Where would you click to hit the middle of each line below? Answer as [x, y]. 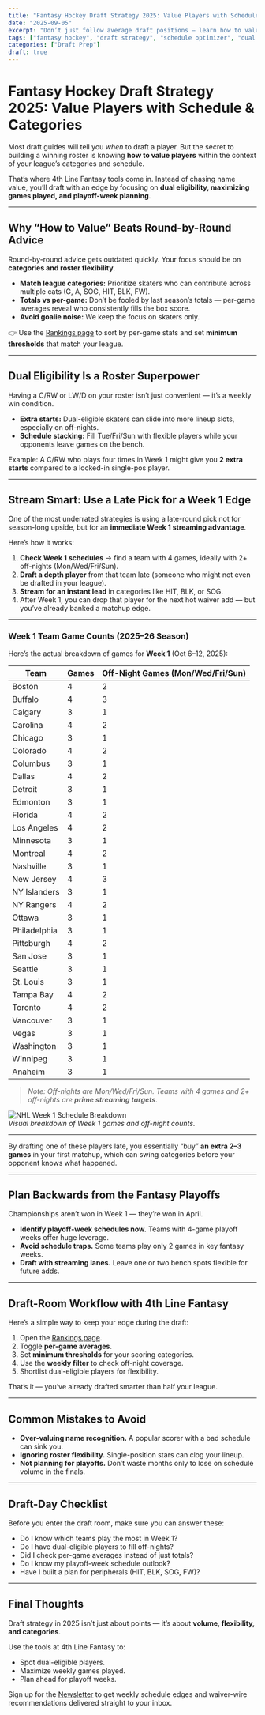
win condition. [31, 403]
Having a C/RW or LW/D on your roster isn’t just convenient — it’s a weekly [130, 395]
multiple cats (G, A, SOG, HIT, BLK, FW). [85, 291]
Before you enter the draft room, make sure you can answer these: [116, 1523]
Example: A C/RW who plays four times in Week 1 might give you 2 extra [125, 459]
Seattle [25, 969]
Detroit [25, 789]
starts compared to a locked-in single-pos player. [89, 468]
